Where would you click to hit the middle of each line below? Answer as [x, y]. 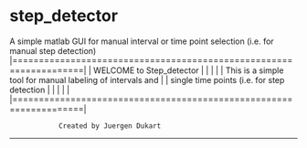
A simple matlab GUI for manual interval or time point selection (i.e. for [142, 41]
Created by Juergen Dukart [110, 126]
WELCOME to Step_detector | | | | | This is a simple [188, 70]
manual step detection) [53, 50]
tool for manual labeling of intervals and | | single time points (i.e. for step [147, 79]
